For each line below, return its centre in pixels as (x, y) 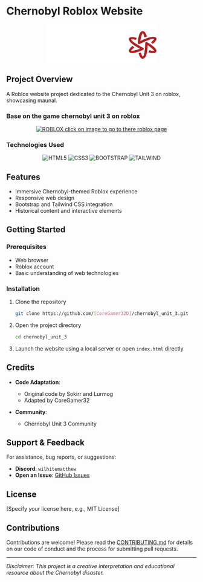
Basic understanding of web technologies (67, 273)
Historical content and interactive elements (68, 211)
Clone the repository (40, 302)
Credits (21, 368)
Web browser (32, 260)
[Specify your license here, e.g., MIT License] (63, 509)
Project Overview (40, 79)
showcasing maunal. (32, 100)
